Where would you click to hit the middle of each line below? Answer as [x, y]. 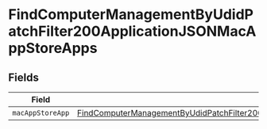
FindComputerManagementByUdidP [131, 15]
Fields [24, 77]
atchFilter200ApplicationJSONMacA [132, 31]
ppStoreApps [53, 48]
